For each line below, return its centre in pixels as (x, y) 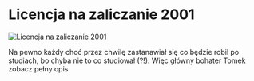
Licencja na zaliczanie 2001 (101, 15)
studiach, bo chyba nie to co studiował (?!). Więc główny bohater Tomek (127, 60)
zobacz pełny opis (38, 68)
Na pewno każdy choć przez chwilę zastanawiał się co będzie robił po (124, 52)
